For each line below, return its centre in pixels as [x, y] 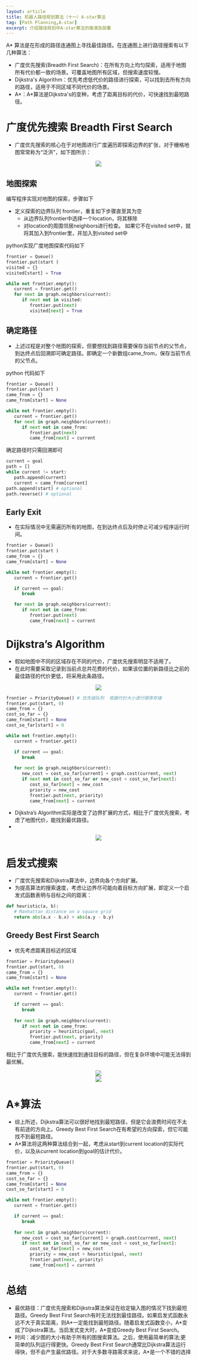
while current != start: [36, 472]
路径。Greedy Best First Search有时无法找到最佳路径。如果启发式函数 [99, 1315]
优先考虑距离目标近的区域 [45, 950]
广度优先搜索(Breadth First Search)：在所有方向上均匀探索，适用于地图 [100, 65]
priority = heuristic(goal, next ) [72, 1032]
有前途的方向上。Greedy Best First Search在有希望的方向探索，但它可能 [101, 1129]
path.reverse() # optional [39, 494]
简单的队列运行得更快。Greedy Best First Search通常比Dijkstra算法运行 [100, 1344]
